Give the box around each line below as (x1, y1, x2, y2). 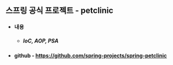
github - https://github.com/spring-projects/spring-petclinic (14, 52, 167, 59)
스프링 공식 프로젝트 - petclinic (5, 5, 113, 16)
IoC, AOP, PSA (22, 37, 59, 44)
